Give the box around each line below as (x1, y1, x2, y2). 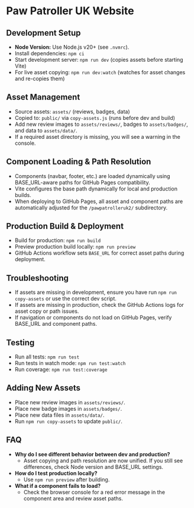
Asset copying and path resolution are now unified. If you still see (23, 457, 183, 464)
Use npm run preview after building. (23, 476, 110, 483)
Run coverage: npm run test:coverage (14, 366, 108, 373)
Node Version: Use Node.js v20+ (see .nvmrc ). (14, 43, 130, 50)
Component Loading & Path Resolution (6, 157, 151, 167)
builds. (14, 191, 31, 198)
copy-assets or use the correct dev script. (14, 295, 117, 302)
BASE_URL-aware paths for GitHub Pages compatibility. (14, 179, 150, 186)
